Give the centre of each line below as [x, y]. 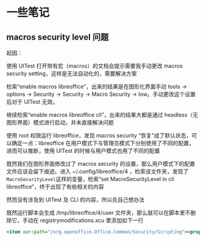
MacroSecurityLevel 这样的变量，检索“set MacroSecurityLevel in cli [90, 179]
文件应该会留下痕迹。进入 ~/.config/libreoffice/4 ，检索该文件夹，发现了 [97, 171]
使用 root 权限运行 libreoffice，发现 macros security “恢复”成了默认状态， [99, 135]
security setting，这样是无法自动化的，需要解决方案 [72, 73]
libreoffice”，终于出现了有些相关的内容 [55, 187]
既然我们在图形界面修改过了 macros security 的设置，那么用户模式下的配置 [101, 164]
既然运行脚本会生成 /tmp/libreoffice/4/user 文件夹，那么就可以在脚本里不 [98, 213]
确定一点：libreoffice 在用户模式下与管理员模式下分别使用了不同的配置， [103, 143]
